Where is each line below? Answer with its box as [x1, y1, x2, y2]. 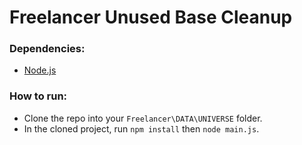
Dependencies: [9, 42, 86, 56]
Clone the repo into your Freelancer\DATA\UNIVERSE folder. [23, 112, 263, 124]
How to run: [9, 89, 68, 103]
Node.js [23, 64, 57, 76]
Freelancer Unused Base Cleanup [9, 6, 293, 29]
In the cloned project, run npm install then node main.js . [23, 122, 260, 135]
